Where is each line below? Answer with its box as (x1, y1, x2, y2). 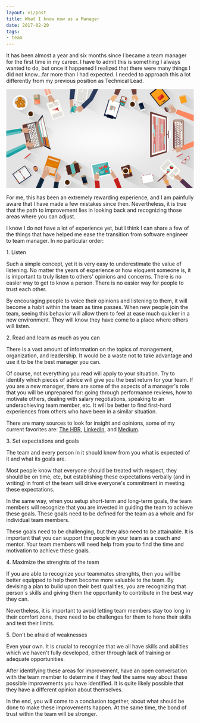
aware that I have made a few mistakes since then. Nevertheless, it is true (6, 200, 187, 208)
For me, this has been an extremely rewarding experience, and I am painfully (6, 194, 194, 201)
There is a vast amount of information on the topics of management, (6, 346, 174, 353)
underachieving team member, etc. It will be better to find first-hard (6, 401, 171, 409)
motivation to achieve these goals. (6, 547, 90, 554)
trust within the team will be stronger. (6, 710, 98, 718)
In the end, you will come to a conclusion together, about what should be (6, 698, 185, 705)
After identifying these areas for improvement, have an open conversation (6, 667, 187, 674)
